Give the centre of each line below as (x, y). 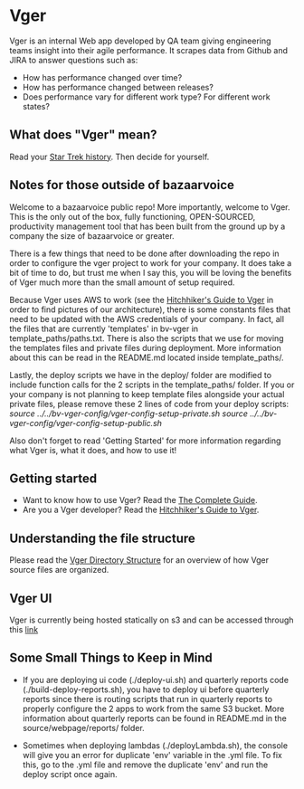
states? (36, 106)
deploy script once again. (70, 774)
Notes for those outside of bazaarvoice (122, 185)
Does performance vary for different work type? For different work (146, 97)
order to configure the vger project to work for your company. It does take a (151, 262)
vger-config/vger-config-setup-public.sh (86, 423)
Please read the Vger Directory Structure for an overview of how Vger (139, 560)
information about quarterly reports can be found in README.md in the (154, 718)
